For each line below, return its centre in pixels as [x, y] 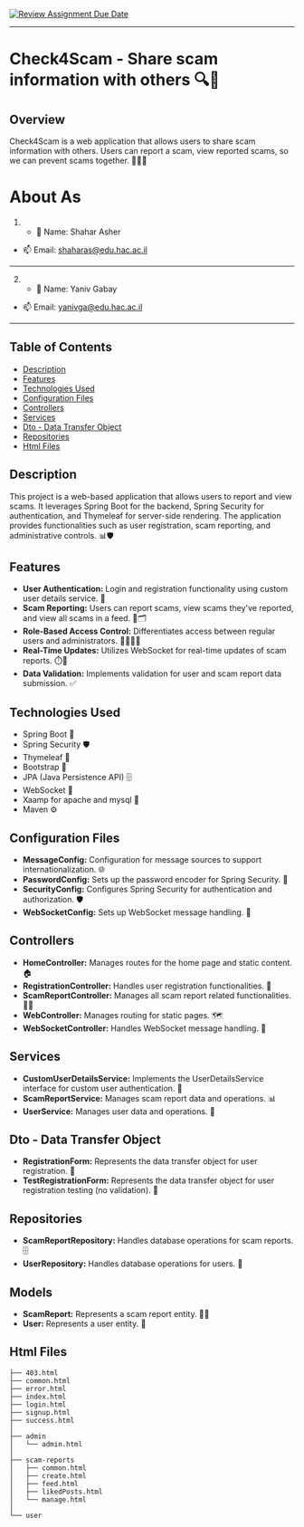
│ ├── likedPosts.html [56, 1492]
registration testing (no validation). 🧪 [90, 1190]
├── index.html [38, 1397]
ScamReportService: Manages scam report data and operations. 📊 [149, 1098]
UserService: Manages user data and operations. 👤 [119, 1111]
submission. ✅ [49, 683]
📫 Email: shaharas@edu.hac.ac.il [85, 250]
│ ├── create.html [48, 1475]
